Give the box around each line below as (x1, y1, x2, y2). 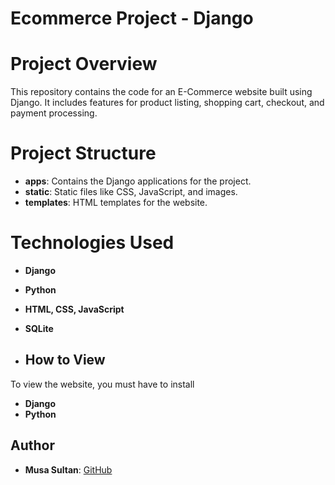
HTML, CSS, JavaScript (24, 303, 125, 315)
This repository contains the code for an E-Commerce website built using (10, 86, 313, 98)
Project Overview (10, 53, 158, 76)
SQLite (24, 323, 54, 334)
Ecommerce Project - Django (10, 7, 254, 30)
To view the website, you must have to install (10, 378, 195, 390)
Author (10, 437, 55, 454)
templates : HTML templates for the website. (24, 197, 208, 209)
